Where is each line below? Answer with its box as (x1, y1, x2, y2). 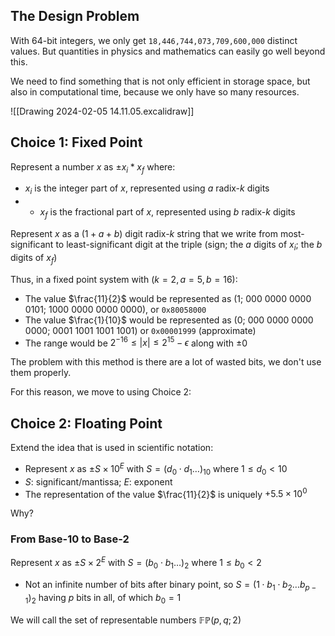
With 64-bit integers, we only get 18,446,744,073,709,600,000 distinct (10, 34, 298, 46)
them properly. (10, 367, 72, 379)
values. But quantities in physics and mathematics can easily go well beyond (10, 45, 326, 57)
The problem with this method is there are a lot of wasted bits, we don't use (10, 356, 322, 368)
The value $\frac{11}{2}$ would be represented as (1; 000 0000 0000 (24, 292, 312, 304)
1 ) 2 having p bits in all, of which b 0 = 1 (24, 591, 182, 606)
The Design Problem (10, 8, 140, 25)
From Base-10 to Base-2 (10, 532, 130, 546)
